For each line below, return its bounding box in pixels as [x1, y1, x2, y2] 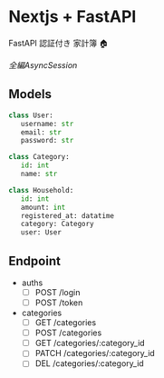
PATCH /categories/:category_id [34, 348, 155, 359]
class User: [8, 111, 53, 120]
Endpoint [8, 253, 61, 269]
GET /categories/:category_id [34, 338, 146, 349]
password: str [20, 136, 74, 145]
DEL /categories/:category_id [34, 358, 144, 369]
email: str [20, 127, 63, 137]
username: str [20, 119, 74, 128]
